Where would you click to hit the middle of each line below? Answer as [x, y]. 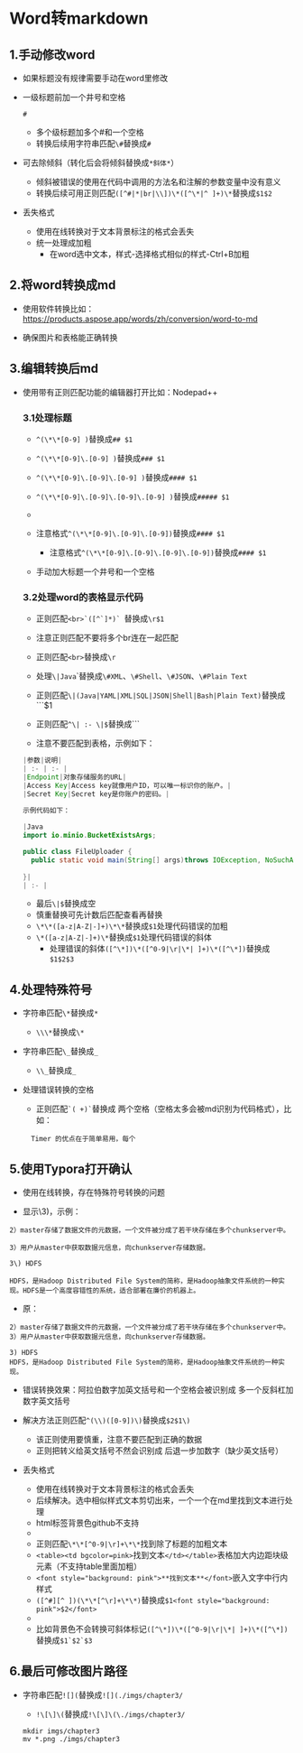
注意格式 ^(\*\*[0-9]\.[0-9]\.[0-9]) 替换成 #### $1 [130, 533]
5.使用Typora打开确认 [71, 1169]
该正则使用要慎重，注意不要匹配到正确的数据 [119, 1440]
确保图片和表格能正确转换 [70, 337]
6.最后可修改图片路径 [69, 1671]
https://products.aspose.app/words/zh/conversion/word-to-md [140, 319]
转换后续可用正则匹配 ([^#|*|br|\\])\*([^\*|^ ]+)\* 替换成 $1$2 [154, 193]
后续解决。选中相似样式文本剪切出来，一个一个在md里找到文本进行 [161, 1500]
